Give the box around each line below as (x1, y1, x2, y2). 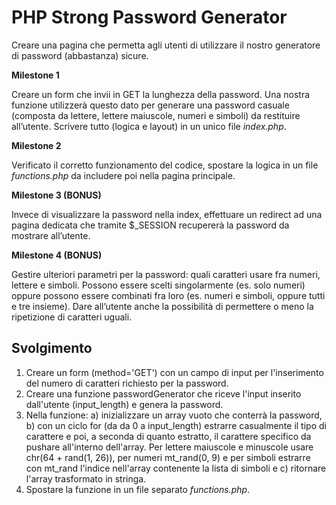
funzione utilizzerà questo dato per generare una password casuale (11, 99, 290, 111)
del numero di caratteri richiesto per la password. (25, 377, 229, 389)
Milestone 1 (11, 69, 60, 81)
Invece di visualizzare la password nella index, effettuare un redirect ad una (11, 208, 323, 220)
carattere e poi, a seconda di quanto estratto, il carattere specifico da (25, 430, 312, 442)
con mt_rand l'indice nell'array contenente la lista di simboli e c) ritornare (25, 462, 327, 474)
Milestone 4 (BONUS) (11, 249, 103, 261)
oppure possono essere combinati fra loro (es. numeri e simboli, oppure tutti (11, 289, 326, 301)
